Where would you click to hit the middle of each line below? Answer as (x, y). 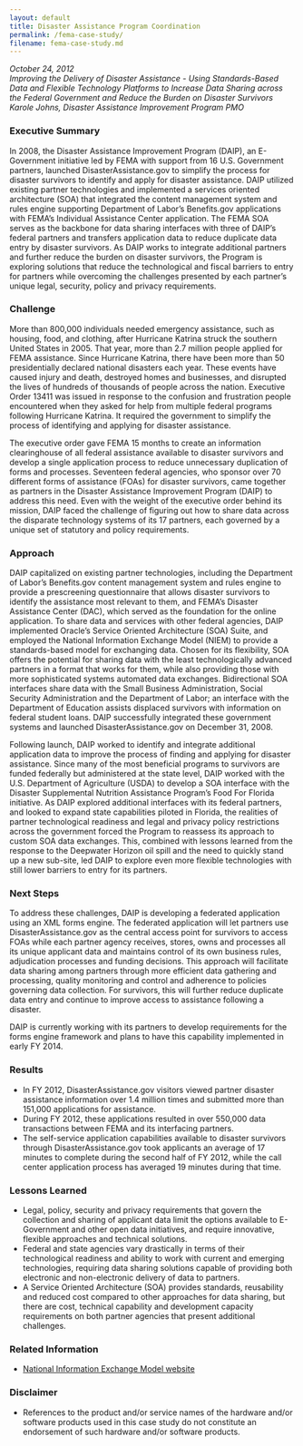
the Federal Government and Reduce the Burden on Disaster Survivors (142, 98)
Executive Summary (55, 131)
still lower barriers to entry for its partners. (88, 870)
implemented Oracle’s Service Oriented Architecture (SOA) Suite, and (139, 630)
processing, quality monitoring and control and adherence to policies (138, 981)
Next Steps (34, 894)
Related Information (54, 1349)
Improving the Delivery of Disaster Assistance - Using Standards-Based (144, 79)
